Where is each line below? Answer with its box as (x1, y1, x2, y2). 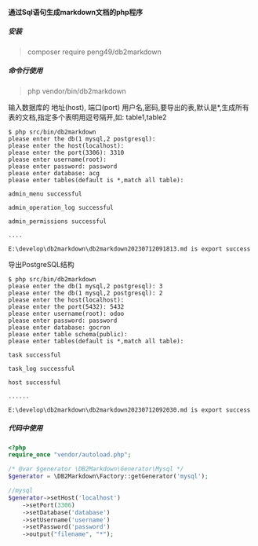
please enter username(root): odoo (8, 310, 125, 317)
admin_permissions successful (8, 217, 107, 225)
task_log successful (8, 365, 76, 372)
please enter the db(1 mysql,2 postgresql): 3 (8, 282, 163, 290)
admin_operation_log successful (8, 203, 114, 211)
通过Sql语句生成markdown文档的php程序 (8, 7, 144, 16)
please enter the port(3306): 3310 (8, 148, 125, 156)
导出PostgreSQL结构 (8, 259, 74, 269)
